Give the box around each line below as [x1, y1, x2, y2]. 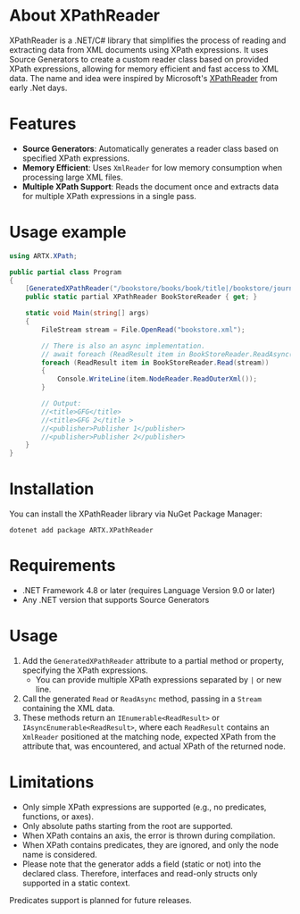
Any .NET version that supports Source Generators [21, 595, 210, 606]
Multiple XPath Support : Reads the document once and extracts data [21, 180, 279, 192]
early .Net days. [9, 82, 68, 93]
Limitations [9, 772, 95, 792]
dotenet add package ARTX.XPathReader [9, 526, 154, 535]
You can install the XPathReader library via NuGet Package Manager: [9, 508, 263, 519]
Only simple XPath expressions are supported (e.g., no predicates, [21, 801, 267, 812]
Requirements [9, 556, 116, 576]
